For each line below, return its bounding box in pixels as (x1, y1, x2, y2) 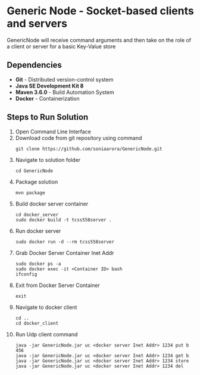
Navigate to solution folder (15, 156, 81, 163)
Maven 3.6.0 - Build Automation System (15, 88, 115, 96)
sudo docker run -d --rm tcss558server (15, 239, 115, 245)
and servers (7, 17, 68, 30)
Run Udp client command (15, 330, 78, 337)
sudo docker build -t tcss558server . (15, 217, 112, 223)
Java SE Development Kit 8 (15, 82, 84, 89)
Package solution (15, 178, 58, 185)
